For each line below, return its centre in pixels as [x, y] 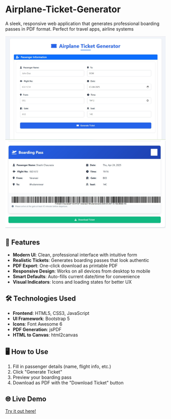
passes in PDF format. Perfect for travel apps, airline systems [69, 29]
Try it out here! [21, 411]
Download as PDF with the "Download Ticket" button [68, 383]
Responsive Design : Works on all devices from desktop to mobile [81, 271]
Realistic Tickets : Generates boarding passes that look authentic [81, 260]
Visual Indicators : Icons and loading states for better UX [72, 282]
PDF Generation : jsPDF [37, 330]
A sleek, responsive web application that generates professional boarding [82, 23]
